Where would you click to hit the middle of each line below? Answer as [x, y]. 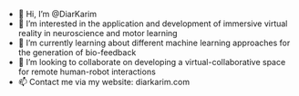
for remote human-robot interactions [87, 72]
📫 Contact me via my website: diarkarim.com [103, 82]
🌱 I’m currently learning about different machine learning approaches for [154, 43]
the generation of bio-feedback [77, 53]
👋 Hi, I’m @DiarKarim [57, 14]
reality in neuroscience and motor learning [98, 33]
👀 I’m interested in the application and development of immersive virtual [153, 24]
